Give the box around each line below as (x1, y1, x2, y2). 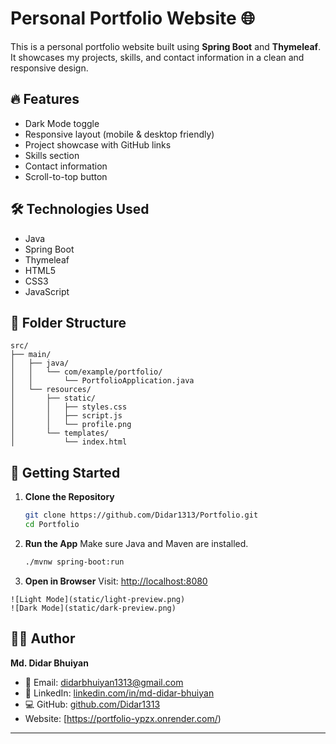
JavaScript (24, 285, 70, 297)
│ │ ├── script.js (10, 411, 123, 421)
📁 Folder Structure (10, 314, 127, 331)
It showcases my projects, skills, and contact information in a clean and (10, 51, 305, 63)
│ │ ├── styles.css (10, 402, 128, 412)
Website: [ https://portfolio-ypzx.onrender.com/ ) (24, 712, 222, 724)
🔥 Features (10, 91, 80, 108)
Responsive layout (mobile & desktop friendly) (24, 128, 215, 140)
